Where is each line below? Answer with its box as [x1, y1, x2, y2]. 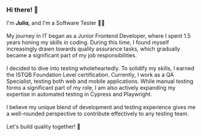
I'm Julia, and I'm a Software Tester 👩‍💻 [6, 20, 105, 27]
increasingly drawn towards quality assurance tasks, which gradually [6, 45, 181, 52]
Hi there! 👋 [6, 5, 39, 14]
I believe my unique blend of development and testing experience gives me [6, 104, 196, 111]
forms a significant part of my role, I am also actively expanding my [6, 84, 176, 91]
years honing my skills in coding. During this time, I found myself [6, 39, 170, 46]
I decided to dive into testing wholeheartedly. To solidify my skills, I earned [6, 65, 195, 72]
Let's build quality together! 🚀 [6, 123, 81, 131]
